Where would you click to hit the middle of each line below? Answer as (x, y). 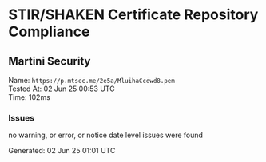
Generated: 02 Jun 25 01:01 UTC (62, 151)
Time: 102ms (29, 97)
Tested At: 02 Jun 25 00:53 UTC (62, 89)
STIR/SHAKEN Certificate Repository (133, 15)
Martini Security (50, 61)
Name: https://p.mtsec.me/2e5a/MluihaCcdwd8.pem (92, 80)
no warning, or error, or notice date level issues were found (106, 135)
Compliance (49, 32)
